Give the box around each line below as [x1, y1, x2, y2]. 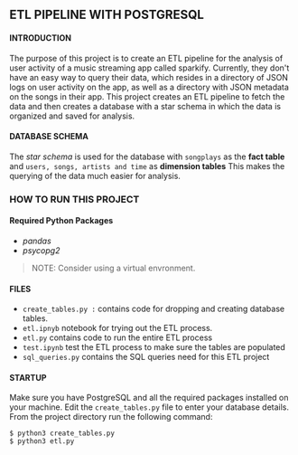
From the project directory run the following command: [9, 412, 213, 422]
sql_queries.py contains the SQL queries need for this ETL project [22, 352, 270, 363]
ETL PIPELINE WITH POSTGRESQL [9, 7, 205, 23]
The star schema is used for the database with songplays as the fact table [9, 151, 285, 162]
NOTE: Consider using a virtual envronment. [31, 262, 196, 273]
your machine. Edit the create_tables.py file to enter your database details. [9, 402, 290, 412]
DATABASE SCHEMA [9, 131, 88, 142]
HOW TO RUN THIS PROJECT [9, 193, 140, 205]
